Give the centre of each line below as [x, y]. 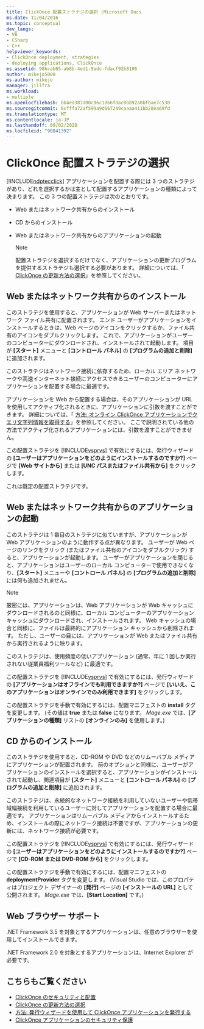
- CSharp [17, 40]
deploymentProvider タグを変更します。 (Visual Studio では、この [90, 880]
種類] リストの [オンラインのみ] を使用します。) [107, 720]
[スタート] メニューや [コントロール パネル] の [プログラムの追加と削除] [106, 572]
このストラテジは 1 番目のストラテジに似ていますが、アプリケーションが [97, 534]
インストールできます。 [51, 939]
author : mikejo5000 [31, 74]
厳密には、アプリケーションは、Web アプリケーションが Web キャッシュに [100, 605]
